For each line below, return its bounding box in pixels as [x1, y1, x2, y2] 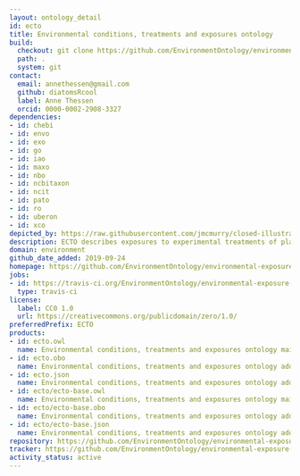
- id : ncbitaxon [9, 180, 70, 188]
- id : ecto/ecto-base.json [9, 420, 110, 429]
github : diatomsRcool [17, 88, 98, 96]
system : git [17, 63, 62, 72]
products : [9, 329, 46, 338]
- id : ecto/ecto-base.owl [9, 387, 105, 396]
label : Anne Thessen [17, 96, 94, 105]
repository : [9, 437, 54, 446]
